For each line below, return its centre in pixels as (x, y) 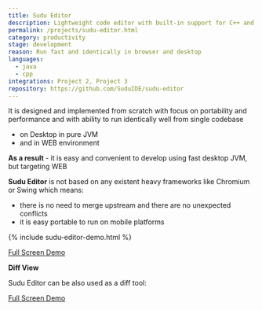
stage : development (40, 45)
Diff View (24, 268)
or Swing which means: (46, 190)
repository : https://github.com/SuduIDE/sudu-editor (96, 89)
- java (26, 67)
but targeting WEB (38, 167)
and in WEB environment (59, 143)
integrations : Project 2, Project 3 (68, 81)
